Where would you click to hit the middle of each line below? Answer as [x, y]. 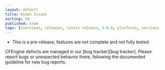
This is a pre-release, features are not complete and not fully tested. [81, 42]
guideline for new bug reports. [36, 62]
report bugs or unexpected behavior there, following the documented [75, 57]
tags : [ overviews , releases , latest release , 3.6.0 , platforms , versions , [83, 28]
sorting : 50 [17, 19]
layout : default [22, 10]
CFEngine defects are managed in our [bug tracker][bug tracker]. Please [79, 52]
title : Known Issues [26, 14]
